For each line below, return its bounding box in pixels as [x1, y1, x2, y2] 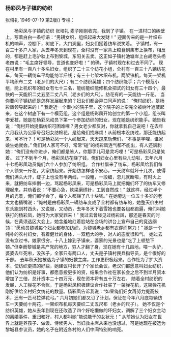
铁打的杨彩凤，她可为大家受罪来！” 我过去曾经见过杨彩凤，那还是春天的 [5, 212, 156, 218]
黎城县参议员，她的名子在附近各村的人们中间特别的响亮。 [5, 326, 126, 332]
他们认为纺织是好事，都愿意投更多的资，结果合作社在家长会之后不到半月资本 [5, 269, 166, 275]
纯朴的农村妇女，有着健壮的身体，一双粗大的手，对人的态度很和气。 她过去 [5, 231, 163, 237]
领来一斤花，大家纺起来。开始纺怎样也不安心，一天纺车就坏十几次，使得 [14, 168, 166, 174]
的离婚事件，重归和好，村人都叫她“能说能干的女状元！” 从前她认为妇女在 [5, 314, 158, 320]
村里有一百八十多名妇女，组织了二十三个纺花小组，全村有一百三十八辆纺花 [9, 66, 166, 72]
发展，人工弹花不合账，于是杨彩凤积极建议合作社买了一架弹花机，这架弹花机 [5, 282, 166, 288]
